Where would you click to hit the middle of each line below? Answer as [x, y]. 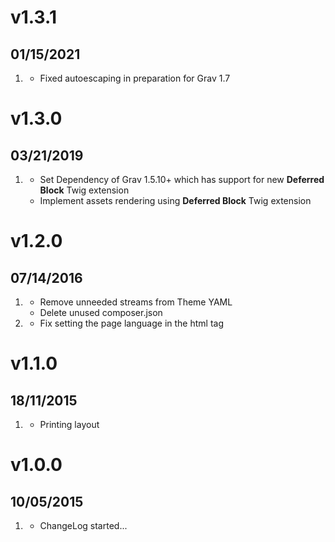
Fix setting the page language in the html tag [131, 323]
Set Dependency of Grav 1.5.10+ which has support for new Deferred [182, 179]
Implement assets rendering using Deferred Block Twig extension [175, 200]
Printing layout [69, 424]
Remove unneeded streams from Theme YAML [136, 302]
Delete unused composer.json [101, 312]
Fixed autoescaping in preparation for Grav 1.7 [135, 78]
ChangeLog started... [83, 525]
